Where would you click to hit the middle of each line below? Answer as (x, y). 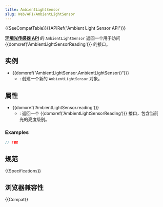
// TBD (12, 142)
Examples (17, 132)
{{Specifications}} (23, 171)
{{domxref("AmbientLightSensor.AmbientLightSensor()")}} (71, 73)
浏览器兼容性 (24, 187)
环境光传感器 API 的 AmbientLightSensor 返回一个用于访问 (63, 38)
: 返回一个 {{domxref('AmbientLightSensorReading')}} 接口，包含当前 (89, 113)
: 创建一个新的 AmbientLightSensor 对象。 (61, 79)
